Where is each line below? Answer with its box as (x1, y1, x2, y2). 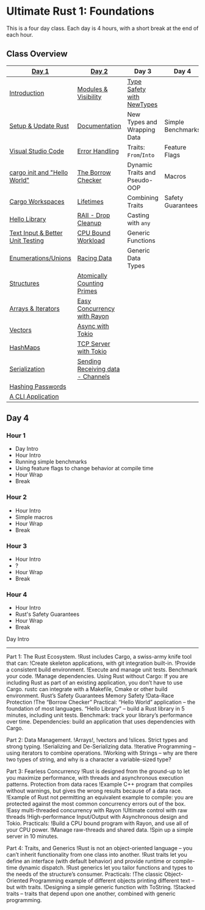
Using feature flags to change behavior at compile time (15, 465, 154, 472)
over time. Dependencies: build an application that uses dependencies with (6, 718, 195, 725)
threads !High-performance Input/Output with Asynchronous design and (6, 813, 188, 821)
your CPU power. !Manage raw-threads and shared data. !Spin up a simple (6, 826, 193, 834)
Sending (77, 357, 101, 365)
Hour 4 (6, 590, 27, 599)
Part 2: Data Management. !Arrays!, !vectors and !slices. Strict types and (6, 736, 188, 744)
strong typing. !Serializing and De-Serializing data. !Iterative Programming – (6, 743, 196, 750)
